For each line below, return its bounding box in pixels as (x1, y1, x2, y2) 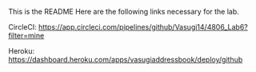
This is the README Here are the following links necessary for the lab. (8, 7, 240, 16)
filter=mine (8, 31, 45, 40)
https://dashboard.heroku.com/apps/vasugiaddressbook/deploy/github (8, 55, 243, 64)
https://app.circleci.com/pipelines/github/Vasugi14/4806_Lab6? (38, 22, 248, 31)
